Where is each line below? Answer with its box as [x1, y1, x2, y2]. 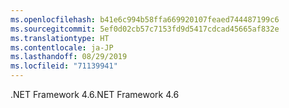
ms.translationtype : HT [10, 33, 110, 43]
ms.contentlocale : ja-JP [10, 42, 114, 53]
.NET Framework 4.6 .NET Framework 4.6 [10, 89, 180, 100]
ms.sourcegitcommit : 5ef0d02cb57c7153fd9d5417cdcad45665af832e [10, 24, 280, 34]
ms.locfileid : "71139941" [10, 61, 118, 71]
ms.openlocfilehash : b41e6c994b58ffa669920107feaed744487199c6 [10, 14, 280, 25]
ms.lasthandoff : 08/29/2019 [10, 52, 128, 62]
